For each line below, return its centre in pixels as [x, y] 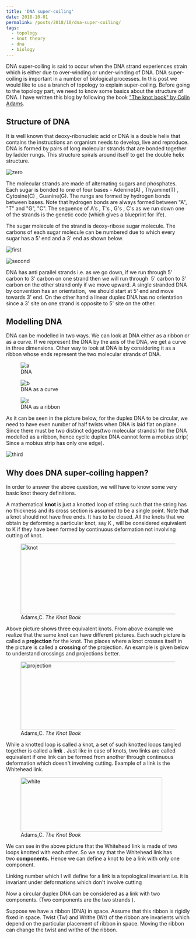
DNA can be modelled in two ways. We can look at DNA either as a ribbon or [98, 336]
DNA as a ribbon [40, 407]
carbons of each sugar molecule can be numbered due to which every [91, 232]
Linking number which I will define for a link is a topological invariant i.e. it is [97, 876]
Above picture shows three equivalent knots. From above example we [90, 629]
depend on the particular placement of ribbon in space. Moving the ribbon [95, 924]
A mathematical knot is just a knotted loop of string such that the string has [97, 505]
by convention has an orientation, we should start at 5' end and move [90, 291]
